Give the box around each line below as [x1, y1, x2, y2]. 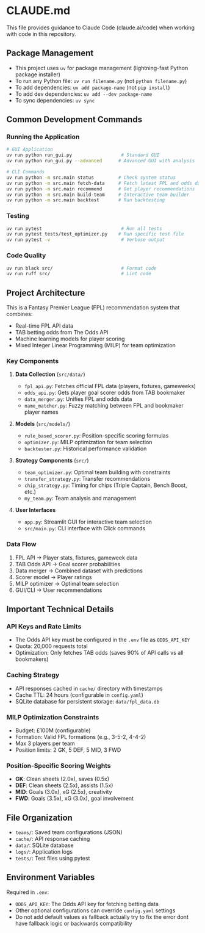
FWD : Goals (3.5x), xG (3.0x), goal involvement [15, 794, 134, 802]
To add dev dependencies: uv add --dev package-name [15, 90, 153, 98]
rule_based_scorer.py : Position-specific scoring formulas [24, 432, 169, 439]
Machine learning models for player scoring [15, 335, 125, 342]
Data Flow [6, 540, 37, 549]
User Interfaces [15, 506, 56, 514]
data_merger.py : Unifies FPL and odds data [24, 395, 132, 403]
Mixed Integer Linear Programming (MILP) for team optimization [15, 342, 176, 349]
